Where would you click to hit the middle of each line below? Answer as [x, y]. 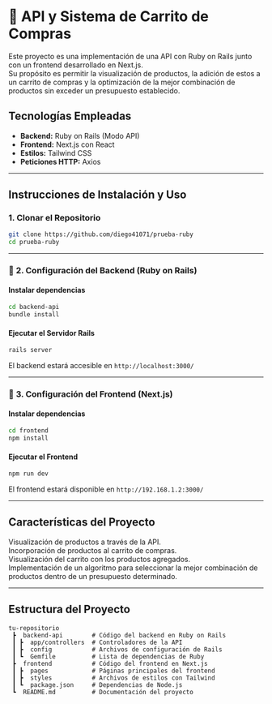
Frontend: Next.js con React [67, 144]
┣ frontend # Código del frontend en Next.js [110, 663]
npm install [28, 438]
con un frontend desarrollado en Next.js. [76, 65]
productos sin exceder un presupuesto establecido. [94, 90]
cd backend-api [34, 307]
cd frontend [28, 431]
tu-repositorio [34, 628]
